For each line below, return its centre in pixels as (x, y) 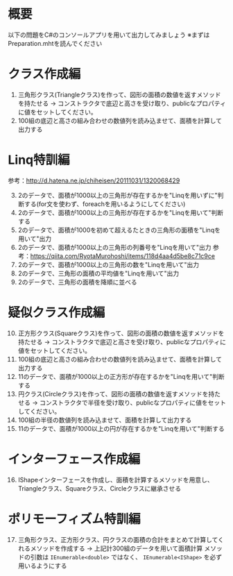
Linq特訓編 (39, 160)
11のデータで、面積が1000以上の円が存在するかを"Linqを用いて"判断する (121, 428)
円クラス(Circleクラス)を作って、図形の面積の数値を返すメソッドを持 (116, 393)
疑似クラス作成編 (57, 312)
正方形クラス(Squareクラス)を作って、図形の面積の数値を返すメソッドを (121, 333)
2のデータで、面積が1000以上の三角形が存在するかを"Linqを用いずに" (118, 195)
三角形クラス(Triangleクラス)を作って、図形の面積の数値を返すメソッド (119, 94)
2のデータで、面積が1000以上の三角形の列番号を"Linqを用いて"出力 (114, 247)
